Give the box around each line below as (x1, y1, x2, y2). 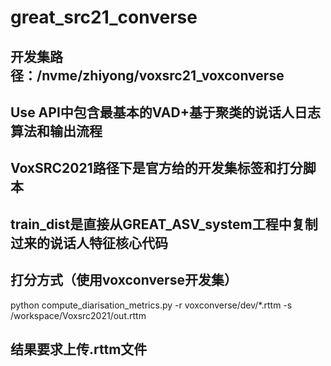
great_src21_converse (10, 6, 198, 29)
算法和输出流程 (10, 122, 103, 140)
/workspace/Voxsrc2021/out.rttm (10, 309, 147, 321)
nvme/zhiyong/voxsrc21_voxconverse (41, 67, 285, 84)
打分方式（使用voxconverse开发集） (10, 272, 238, 289)
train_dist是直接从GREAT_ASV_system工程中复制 (10, 216, 318, 233)
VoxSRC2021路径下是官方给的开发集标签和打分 (10, 160, 303, 177)
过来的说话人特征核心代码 (10, 234, 168, 251)
